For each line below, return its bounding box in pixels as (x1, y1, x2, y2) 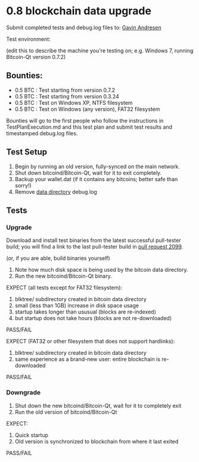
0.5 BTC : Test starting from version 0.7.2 (14, 86, 115, 94)
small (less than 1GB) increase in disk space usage (14, 302, 139, 309)
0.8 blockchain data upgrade (6, 4, 152, 18)
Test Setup (6, 147, 48, 157)
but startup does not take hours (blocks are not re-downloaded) (14, 315, 172, 322)
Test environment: (6, 35, 51, 42)
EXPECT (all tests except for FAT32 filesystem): (6, 284, 123, 292)
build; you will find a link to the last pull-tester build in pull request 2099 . (6, 243, 184, 250)
